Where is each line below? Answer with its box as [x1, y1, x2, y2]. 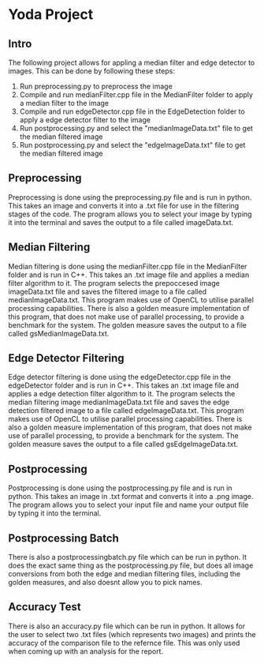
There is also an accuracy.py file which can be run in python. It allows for [8, 621, 246, 631]
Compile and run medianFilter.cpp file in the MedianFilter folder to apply [19, 90, 254, 99]
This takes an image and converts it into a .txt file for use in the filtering [8, 201, 240, 210]
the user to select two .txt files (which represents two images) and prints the [8, 629, 256, 639]
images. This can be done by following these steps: [8, 66, 176, 76]
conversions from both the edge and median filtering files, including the [8, 569, 241, 579]
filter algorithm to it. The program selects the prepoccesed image [8, 278, 221, 287]
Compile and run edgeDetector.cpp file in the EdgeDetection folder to [19, 107, 246, 116]
